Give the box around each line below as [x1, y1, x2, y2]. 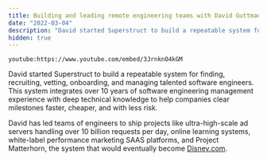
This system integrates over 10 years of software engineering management [8, 86, 254, 96]
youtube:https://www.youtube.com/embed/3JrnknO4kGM [8, 56, 183, 63]
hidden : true [8, 33, 52, 42]
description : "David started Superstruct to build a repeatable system [8, 26, 250, 34]
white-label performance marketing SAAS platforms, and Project [8, 136, 219, 145]
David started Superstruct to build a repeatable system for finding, [8, 69, 226, 79]
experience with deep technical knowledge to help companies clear [8, 94, 230, 104]
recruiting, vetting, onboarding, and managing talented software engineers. [8, 78, 254, 87]
